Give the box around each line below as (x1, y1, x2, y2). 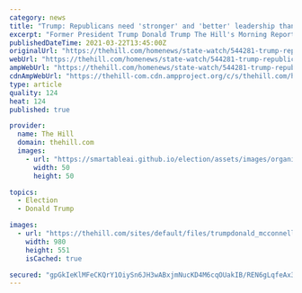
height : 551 (25, 245, 70, 254)
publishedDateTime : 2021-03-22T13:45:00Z (9, 38, 167, 48)
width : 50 (32, 163, 70, 172)
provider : (9, 121, 47, 130)
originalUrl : (9, 47, 58, 56)
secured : (9, 271, 42, 280)
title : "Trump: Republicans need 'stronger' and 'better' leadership (9, 22, 276, 31)
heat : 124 (9, 96, 47, 106)
